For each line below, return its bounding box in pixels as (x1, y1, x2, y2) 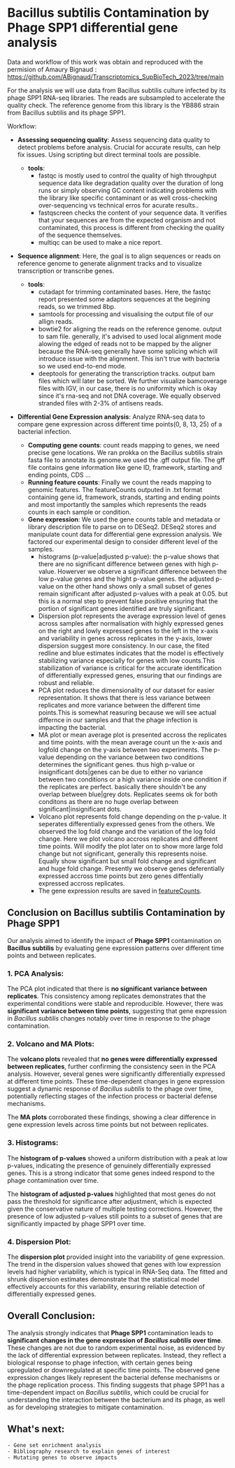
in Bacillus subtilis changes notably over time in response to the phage (7, 1014, 211, 1023)
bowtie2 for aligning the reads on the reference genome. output (38, 324, 222, 333)
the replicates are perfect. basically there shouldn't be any (38, 782, 207, 791)
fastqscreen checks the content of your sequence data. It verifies (38, 208, 227, 217)
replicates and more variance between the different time (38, 700, 201, 709)
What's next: (7, 1423, 65, 1435)
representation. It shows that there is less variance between (38, 693, 211, 702)
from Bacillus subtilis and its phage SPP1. (7, 108, 126, 117)
